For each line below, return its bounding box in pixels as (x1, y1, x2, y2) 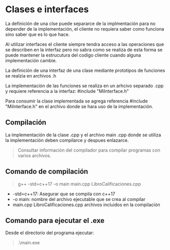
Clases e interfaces (5, 4, 89, 15)
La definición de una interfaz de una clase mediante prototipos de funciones (5, 67, 165, 73)
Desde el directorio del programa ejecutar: (5, 230, 94, 236)
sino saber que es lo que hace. (5, 31, 70, 37)
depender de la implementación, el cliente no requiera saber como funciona (5, 26, 164, 32)
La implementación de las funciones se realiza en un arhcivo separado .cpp (5, 83, 164, 89)
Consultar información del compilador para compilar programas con (17, 147, 160, 153)
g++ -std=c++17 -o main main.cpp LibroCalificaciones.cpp (17, 181, 141, 187)
